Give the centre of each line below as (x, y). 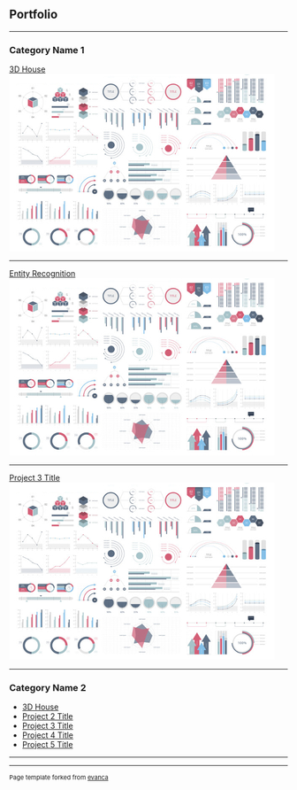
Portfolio (34, 15)
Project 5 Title (47, 745)
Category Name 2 (48, 688)
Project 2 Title (47, 716)
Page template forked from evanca (59, 778)
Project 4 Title (47, 735)
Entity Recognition (42, 274)
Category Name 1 (47, 50)
